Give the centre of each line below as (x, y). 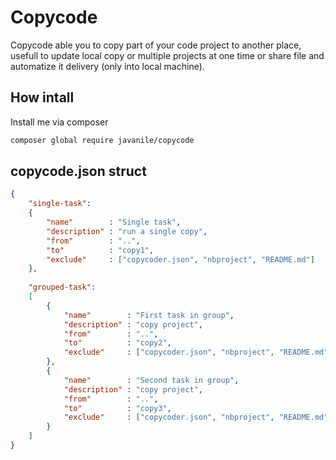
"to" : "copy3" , (117, 408)
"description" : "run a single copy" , (127, 231)
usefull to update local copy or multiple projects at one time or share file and (167, 55)
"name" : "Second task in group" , (151, 380)
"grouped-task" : (62, 287)
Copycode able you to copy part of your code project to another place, (156, 45)
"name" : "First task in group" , (149, 315)
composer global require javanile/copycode (102, 140)
